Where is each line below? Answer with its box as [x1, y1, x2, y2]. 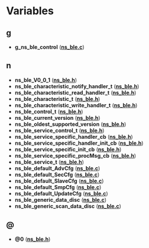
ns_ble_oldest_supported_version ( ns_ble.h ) [14, 120, 127, 128]
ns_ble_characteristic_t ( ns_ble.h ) [14, 95, 101, 102]
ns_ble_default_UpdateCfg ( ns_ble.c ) [14, 190, 108, 197]
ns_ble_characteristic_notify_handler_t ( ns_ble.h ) [14, 82, 140, 90]
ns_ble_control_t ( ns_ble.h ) [14, 108, 83, 115]
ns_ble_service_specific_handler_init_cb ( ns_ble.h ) [14, 139, 144, 147]
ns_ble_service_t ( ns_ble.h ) [14, 158, 84, 166]
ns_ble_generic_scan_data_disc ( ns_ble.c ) [14, 202, 121, 209]
